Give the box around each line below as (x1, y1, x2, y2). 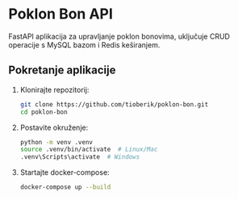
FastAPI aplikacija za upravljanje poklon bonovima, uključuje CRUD (8, 31, 230, 41)
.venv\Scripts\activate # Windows (19, 153, 140, 161)
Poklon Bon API (8, 5, 113, 23)
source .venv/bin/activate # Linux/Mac (19, 146, 158, 154)
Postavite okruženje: (19, 122, 89, 132)
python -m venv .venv (19, 138, 93, 146)
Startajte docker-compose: (19, 168, 111, 177)
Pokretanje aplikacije (8, 64, 116, 77)
